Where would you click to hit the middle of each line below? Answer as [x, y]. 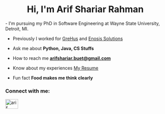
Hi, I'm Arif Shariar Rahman [85, 9]
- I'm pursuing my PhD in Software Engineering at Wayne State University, [82, 23]
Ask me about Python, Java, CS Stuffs [53, 48]
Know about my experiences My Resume [56, 68]
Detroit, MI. [17, 28]
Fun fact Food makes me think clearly [53, 78]
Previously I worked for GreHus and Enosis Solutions [68, 39]
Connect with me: [28, 91]
